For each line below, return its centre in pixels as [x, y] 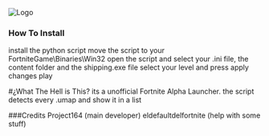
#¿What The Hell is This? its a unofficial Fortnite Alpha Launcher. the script [131, 91]
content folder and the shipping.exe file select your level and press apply [128, 67]
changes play [31, 76]
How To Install [37, 33]
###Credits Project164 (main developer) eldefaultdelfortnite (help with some [134, 115]
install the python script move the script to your [86, 50]
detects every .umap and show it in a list [75, 100]
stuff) [17, 124]
